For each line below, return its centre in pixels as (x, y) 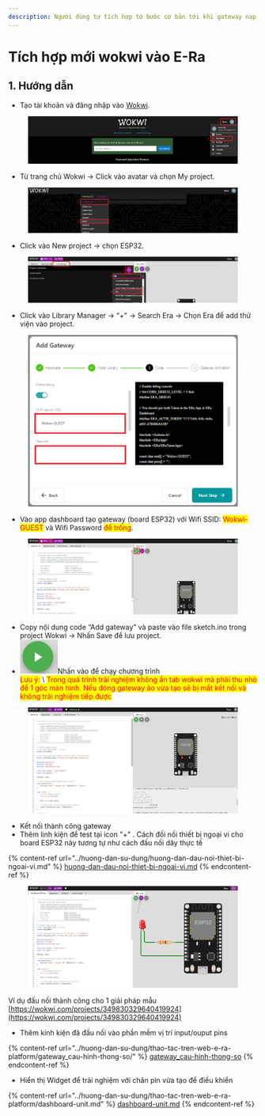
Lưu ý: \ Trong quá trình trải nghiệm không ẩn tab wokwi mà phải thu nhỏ (138, 679)
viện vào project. (47, 324)
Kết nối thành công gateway (65, 826)
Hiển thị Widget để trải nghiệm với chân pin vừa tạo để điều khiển (126, 1080)
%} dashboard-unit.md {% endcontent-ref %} (180, 1103)
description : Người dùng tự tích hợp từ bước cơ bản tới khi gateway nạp (132, 17)
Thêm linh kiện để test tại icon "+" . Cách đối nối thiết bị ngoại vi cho (131, 834)
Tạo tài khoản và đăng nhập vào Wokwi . (85, 105)
